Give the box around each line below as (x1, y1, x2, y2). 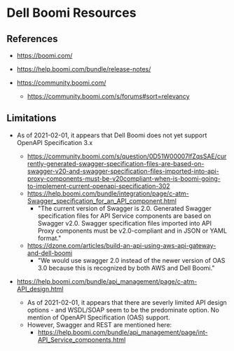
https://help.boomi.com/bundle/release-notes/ (16, 65, 151, 73)
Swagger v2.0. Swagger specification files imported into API (37, 219, 212, 227)
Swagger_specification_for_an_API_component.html (27, 196, 177, 205)
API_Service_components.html (37, 335, 126, 344)
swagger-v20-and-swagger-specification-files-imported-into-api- (27, 167, 219, 175)
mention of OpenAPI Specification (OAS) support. (27, 313, 170, 322)
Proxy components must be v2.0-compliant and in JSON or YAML (37, 226, 227, 235)
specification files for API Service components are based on (37, 212, 212, 220)
